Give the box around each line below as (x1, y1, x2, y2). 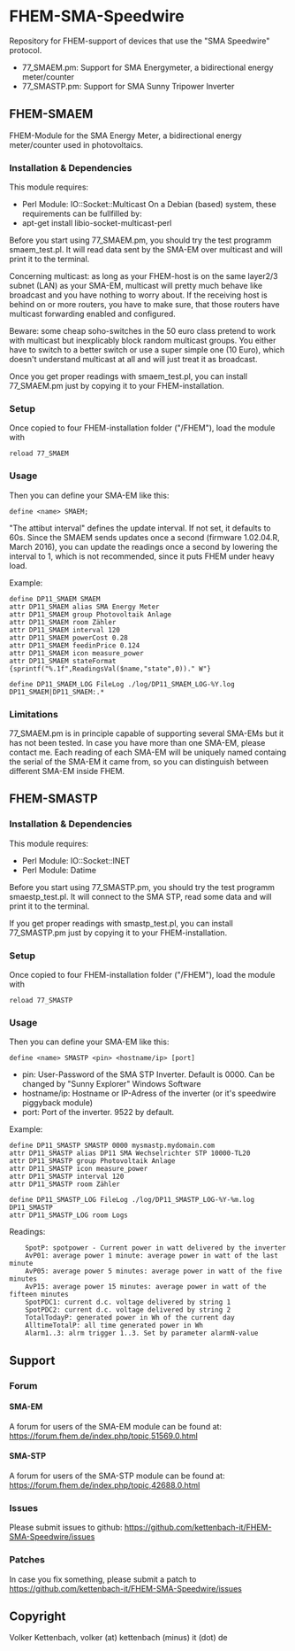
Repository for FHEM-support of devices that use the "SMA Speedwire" (9, 35, 270, 46)
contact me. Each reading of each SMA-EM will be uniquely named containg (9, 747, 287, 757)
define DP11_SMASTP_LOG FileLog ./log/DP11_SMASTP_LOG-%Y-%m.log (9, 1196, 254, 1205)
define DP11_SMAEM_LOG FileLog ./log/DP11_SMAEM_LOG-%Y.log (9, 679, 236, 688)
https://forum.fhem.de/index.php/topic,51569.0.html (9, 1430, 199, 1441)
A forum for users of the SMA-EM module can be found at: (9, 1421, 223, 1431)
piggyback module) (21, 1097, 94, 1108)
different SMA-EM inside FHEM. (9, 765, 125, 776)
